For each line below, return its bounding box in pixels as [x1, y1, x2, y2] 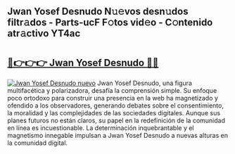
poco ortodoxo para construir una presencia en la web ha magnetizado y [7, 94, 218, 102]
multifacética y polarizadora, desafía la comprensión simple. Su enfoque [7, 86, 217, 94]
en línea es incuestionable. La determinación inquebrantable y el [7, 124, 194, 132]
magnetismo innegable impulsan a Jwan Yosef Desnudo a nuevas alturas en [7, 131, 229, 139]
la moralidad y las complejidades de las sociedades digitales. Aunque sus [7, 109, 220, 117]
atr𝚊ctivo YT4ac [7, 27, 81, 39]
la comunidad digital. [7, 139, 68, 147]
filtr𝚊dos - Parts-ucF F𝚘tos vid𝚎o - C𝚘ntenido [7, 17, 213, 29]
